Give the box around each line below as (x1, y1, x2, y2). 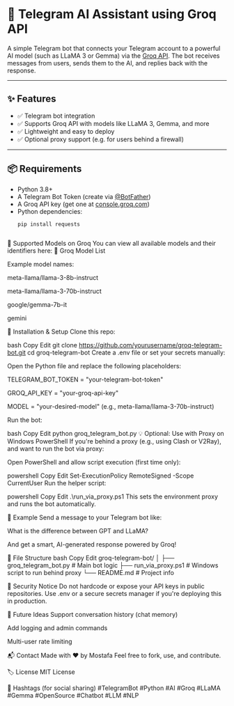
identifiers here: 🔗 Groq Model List (7, 246, 106, 255)
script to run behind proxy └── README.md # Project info (7, 569, 174, 577)
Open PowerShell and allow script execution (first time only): (7, 458, 181, 466)
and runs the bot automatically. (7, 500, 96, 508)
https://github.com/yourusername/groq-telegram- (79, 341, 223, 350)
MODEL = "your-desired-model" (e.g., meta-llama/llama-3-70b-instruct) (7, 402, 214, 411)
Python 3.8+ (17, 185, 54, 194)
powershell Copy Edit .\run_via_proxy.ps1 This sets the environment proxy (7, 492, 218, 501)
